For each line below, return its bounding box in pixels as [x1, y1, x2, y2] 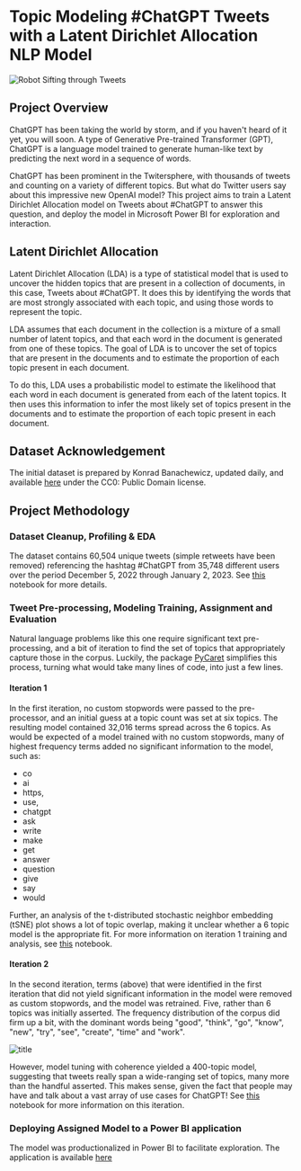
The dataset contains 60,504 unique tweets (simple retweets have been [9, 550, 276, 561]
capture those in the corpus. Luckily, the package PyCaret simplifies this [9, 652, 278, 663]
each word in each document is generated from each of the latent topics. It [9, 389, 288, 399]
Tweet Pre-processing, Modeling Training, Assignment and [9, 601, 273, 613]
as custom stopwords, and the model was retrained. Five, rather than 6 [9, 997, 271, 1008]
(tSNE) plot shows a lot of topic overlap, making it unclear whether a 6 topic [9, 919, 290, 930]
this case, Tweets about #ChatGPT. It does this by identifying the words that [9, 287, 291, 298]
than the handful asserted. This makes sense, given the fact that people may [9, 1080, 293, 1091]
